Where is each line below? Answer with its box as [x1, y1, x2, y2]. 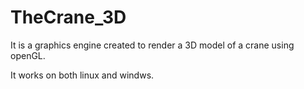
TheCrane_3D [10, 6, 127, 29]
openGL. [10, 49, 46, 61]
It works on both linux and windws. [10, 69, 155, 81]
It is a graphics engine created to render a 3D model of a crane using [10, 39, 295, 51]
